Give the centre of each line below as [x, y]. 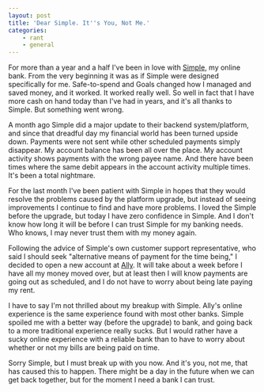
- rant [33, 38]
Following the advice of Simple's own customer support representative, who [132, 248]
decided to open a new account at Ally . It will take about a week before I [125, 265]
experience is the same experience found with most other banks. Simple [126, 314]
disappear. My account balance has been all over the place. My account [125, 150]
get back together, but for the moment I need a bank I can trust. [112, 380]
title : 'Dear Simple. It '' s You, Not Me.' [79, 23]
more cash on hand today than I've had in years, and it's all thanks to [120, 101]
